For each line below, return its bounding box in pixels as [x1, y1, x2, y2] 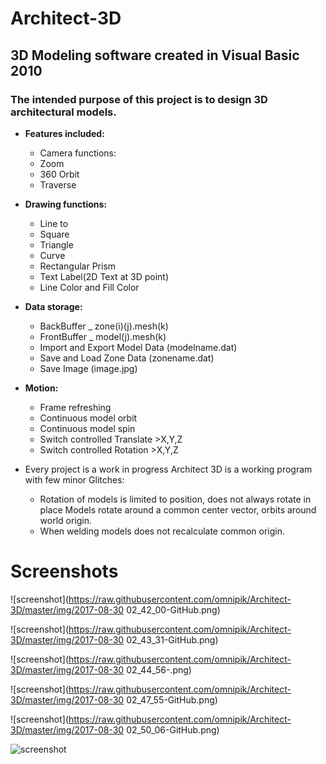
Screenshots [10, 560, 119, 583]
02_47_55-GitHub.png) [126, 693, 218, 706]
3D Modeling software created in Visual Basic [10, 47, 300, 64]
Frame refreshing [39, 401, 112, 413]
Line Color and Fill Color [39, 281, 140, 293]
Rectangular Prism [39, 260, 117, 272]
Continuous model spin [39, 422, 136, 434]
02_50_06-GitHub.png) [126, 723, 220, 736]
